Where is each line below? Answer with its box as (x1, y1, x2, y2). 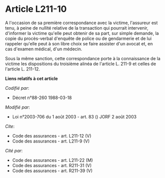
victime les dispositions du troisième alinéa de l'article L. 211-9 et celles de (5, 61, 156, 67)
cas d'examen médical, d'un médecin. (5, 46, 82, 52)
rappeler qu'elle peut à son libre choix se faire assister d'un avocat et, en (5, 40, 153, 46)
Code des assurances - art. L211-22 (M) (12, 157, 93, 163)
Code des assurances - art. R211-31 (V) (12, 162, 92, 168)
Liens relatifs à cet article (5, 75, 58, 81)
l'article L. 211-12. (5, 66, 40, 72)
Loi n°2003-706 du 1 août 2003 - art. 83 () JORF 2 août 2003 (12, 113, 137, 119)
